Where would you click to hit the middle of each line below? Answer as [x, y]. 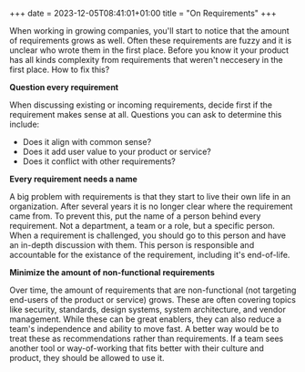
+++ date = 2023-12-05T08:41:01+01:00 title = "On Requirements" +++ [143, 13]
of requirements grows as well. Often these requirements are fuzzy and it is [151, 41]
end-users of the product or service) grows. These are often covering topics [152, 300]
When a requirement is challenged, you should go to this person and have [148, 235]
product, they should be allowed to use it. [87, 358]
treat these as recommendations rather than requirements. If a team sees [147, 338]
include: [25, 124]
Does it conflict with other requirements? [99, 161]
